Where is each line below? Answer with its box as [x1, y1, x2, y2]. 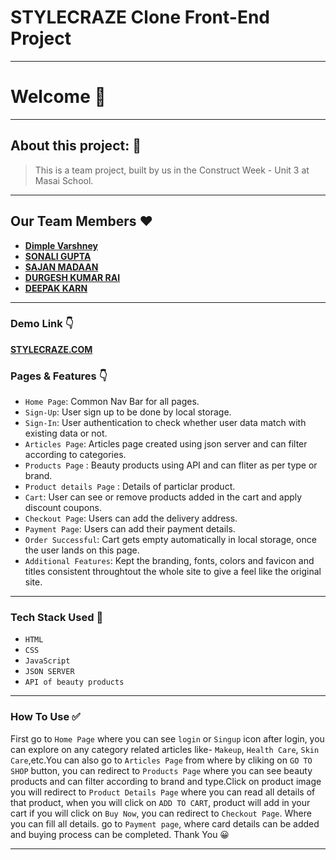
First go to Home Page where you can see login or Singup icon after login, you [10, 732, 325, 745]
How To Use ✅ [10, 710, 81, 724]
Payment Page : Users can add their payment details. [24, 523, 236, 535]
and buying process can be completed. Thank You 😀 [10, 828, 230, 840]
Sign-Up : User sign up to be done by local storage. [24, 406, 232, 418]
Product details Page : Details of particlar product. [24, 481, 236, 493]
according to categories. [24, 449, 127, 461]
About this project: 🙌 [10, 137, 142, 155]
